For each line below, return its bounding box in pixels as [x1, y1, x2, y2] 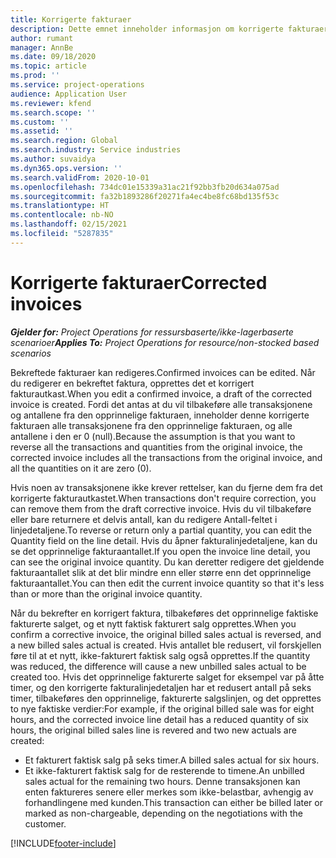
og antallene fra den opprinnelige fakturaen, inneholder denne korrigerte [10, 409, 310, 421]
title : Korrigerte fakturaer [10, 14, 132, 25]
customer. [24, 817, 67, 830]
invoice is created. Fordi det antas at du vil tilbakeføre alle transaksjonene [10, 398, 313, 410]
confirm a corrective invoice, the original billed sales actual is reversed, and [10, 628, 322, 640]
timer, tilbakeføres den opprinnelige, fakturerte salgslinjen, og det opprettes [10, 692, 322, 704]
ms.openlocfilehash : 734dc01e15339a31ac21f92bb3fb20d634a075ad [10, 182, 280, 192]
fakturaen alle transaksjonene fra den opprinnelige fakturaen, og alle [10, 419, 293, 431]
